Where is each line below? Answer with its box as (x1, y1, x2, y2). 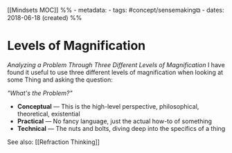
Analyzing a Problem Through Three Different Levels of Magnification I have (7, 60, 225, 69)
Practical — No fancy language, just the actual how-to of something (17, 117, 213, 125)
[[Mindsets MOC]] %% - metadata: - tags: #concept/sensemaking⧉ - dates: (7, 6, 224, 14)
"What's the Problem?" (7, 89, 73, 97)
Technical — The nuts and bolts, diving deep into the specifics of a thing (17, 124, 226, 132)
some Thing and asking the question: (7, 75, 113, 84)
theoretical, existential (17, 109, 81, 118)
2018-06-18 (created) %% (7, 14, 82, 21)
